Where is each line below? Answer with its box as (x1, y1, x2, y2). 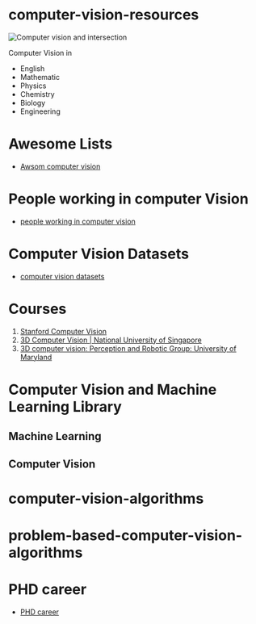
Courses (8, 299, 67, 318)
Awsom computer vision (19, 161, 101, 171)
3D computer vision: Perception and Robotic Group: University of (19, 343, 237, 353)
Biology (19, 98, 46, 107)
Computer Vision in (8, 48, 73, 57)
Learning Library (8, 397, 123, 416)
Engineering (19, 107, 61, 116)
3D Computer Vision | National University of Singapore (19, 335, 202, 345)
